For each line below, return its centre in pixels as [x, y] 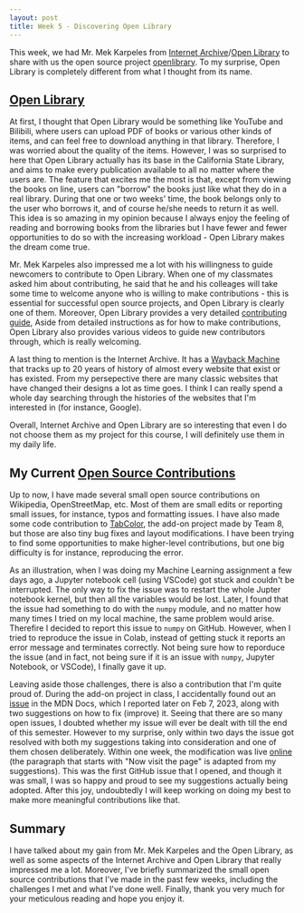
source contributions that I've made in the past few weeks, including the [144, 879]
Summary [38, 828]
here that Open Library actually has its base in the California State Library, [147, 161]
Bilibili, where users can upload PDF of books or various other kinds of [141, 132]
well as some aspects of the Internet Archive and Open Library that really [146, 859]
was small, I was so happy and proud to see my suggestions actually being [149, 780]
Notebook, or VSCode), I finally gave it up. [88, 667]
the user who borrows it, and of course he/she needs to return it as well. [144, 209]
